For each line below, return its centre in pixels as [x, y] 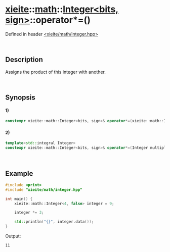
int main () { [19, 199]
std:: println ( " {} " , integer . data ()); [54, 222]
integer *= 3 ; [29, 213]
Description [24, 60]
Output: [13, 236]
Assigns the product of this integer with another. [56, 72]
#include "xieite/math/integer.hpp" [44, 190]
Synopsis [20, 98]
